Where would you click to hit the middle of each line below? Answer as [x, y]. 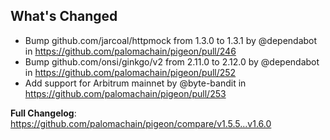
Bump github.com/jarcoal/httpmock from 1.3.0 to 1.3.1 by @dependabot [171, 40]
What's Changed [64, 16]
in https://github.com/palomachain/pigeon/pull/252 [130, 72]
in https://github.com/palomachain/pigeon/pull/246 [130, 51]
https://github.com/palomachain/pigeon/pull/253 [125, 93]
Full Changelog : [43, 113]
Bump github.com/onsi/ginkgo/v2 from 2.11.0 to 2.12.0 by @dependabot [172, 61]
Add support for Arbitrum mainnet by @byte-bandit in [135, 83]
